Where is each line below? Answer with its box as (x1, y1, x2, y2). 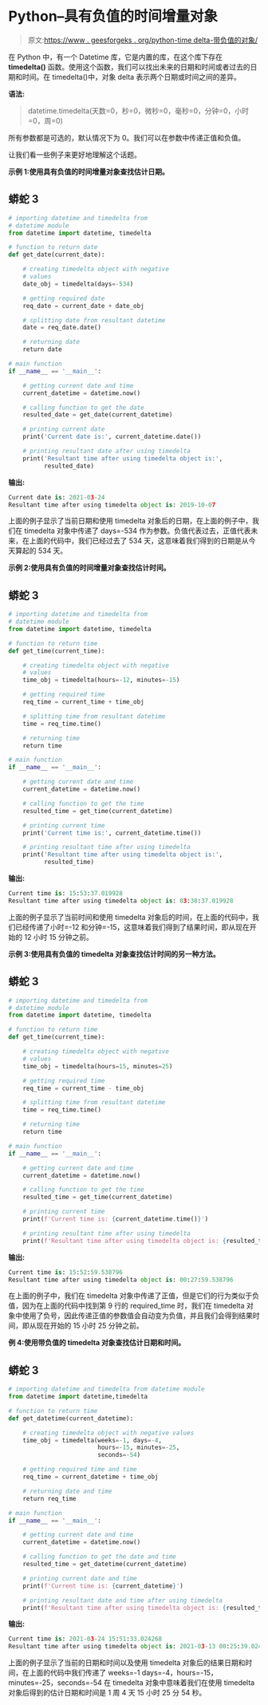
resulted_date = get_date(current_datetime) (22, 411, 173, 419)
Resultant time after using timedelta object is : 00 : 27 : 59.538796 (8, 1276, 234, 1284)
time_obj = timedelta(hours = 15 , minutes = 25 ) (22, 1062, 173, 1070)
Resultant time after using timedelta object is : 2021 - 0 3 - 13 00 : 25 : (8, 1643, 241, 1651)
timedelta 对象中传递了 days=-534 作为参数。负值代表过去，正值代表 (23, 526, 251, 535)
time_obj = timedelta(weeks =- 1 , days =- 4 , (22, 1436, 162, 1444)
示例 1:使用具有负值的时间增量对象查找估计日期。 (8, 167, 170, 176)
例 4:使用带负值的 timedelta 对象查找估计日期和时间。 (8, 1338, 186, 1348)
